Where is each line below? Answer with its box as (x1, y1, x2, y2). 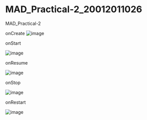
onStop (5, 79, 21, 85)
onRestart (5, 99, 26, 105)
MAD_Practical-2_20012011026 (5, 4, 142, 15)
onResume (5, 59, 28, 66)
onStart (5, 40, 22, 46)
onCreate (5, 30, 25, 36)
